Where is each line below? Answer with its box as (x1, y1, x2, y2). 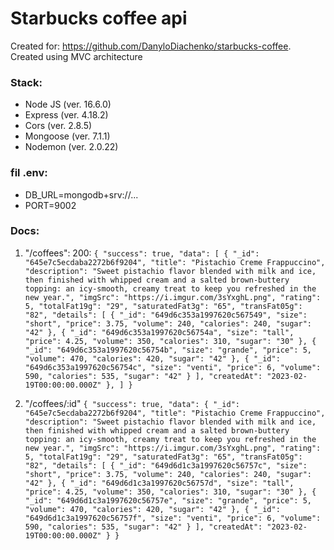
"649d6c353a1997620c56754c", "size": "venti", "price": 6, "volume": (24, 362, 322, 372)
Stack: (10, 75, 43, 89)
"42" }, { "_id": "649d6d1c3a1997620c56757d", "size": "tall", (24, 478, 295, 488)
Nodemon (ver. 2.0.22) (24, 141, 119, 153)
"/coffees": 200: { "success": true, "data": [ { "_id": (24, 247, 260, 259)
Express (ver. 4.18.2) (24, 109, 109, 121)
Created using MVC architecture (10, 50, 143, 62)
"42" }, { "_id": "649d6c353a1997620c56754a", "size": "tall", (24, 327, 295, 337)
